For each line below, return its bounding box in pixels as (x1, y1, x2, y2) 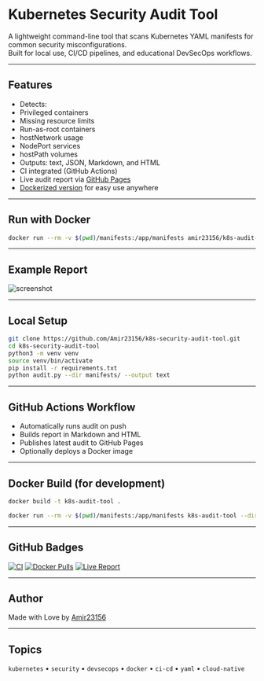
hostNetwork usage (19, 132, 84, 142)
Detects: (19, 99, 47, 109)
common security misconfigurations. (8, 39, 127, 49)
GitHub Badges (8, 541, 84, 554)
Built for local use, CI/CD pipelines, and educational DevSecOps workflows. (8, 48, 253, 57)
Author (8, 591, 43, 605)
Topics (8, 642, 42, 656)
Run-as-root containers (19, 124, 96, 134)
